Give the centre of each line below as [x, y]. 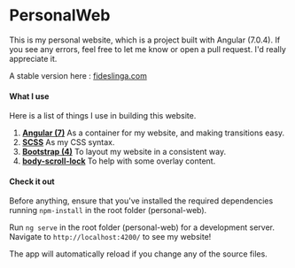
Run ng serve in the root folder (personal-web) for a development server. [142, 227]
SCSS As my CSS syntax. [68, 142]
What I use [29, 96]
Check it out [32, 181]
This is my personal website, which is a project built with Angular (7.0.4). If [145, 40]
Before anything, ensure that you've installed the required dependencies [141, 201]
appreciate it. [33, 58]
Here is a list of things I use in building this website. [103, 116]
